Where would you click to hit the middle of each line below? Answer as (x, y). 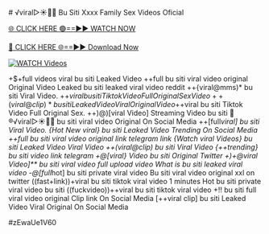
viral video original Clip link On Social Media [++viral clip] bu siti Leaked (127, 198)
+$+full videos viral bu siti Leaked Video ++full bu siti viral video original (128, 79)
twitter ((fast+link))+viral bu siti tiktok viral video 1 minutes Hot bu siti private (135, 181)
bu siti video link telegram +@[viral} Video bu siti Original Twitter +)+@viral (133, 156)
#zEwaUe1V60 (33, 222)
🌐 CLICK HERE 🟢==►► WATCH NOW (72, 29)
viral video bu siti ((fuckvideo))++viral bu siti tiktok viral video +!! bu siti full (132, 190)
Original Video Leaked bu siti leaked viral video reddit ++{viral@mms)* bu (131, 87)
